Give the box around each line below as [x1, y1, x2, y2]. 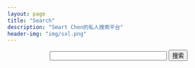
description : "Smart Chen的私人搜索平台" [7, 23, 124, 30]
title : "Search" [7, 17, 55, 24]
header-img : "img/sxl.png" [7, 30, 87, 38]
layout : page [7, 10, 46, 18]
